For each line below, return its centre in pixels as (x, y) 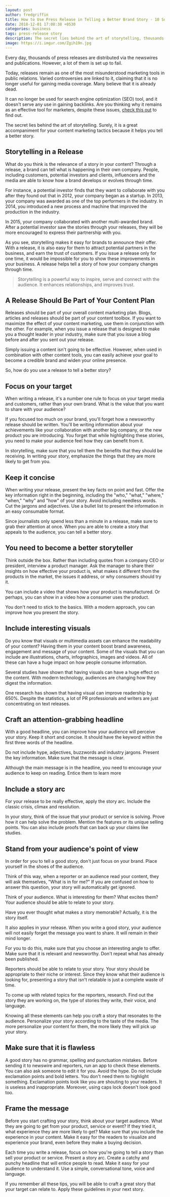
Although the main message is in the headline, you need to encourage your (83, 768)
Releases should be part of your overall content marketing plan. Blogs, (78, 313)
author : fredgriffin (27, 15)
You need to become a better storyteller (69, 548)
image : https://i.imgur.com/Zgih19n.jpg (49, 43)
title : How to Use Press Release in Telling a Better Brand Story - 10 (82, 19)
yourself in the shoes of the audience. (45, 867)
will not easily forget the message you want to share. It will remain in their (82, 933)
